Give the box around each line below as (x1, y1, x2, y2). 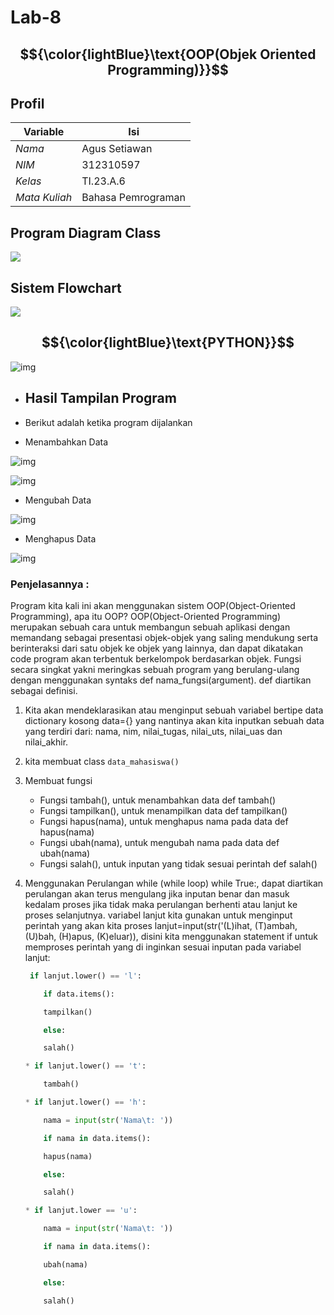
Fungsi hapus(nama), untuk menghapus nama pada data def (39, 815, 289, 827)
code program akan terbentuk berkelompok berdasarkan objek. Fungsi (10, 652, 302, 665)
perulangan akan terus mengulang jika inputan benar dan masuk (24, 887, 290, 900)
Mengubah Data (24, 494, 92, 506)
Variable (23, 125, 65, 139)
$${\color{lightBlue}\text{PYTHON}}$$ (41, 334, 295, 351)
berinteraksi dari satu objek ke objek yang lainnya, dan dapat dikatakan (10, 642, 303, 654)
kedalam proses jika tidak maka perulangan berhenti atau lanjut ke (24, 898, 298, 910)
